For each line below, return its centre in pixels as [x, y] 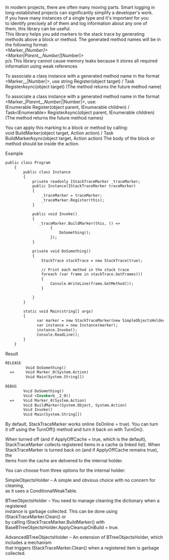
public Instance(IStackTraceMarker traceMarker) [84, 186]
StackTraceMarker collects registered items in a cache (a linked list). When [83, 445]
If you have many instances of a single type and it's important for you [77, 18]
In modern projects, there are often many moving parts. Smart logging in [80, 7]
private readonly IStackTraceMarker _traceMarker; [86, 181]
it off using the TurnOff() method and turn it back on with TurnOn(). [75, 429]
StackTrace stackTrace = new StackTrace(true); [92, 261]
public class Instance [47, 172]
